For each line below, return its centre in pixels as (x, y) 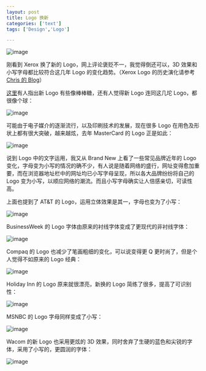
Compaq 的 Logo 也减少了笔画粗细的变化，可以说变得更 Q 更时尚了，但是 (99, 251)
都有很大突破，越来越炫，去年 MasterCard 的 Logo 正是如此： (95, 133)
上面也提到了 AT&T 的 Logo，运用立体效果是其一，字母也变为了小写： (94, 202)
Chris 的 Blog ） (26, 80)
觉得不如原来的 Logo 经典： (46, 259)
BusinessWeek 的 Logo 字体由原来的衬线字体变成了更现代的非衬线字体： (98, 227)
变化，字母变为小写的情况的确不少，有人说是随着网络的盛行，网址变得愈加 (100, 166)
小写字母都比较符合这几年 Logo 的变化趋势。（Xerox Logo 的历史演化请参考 (101, 72)
